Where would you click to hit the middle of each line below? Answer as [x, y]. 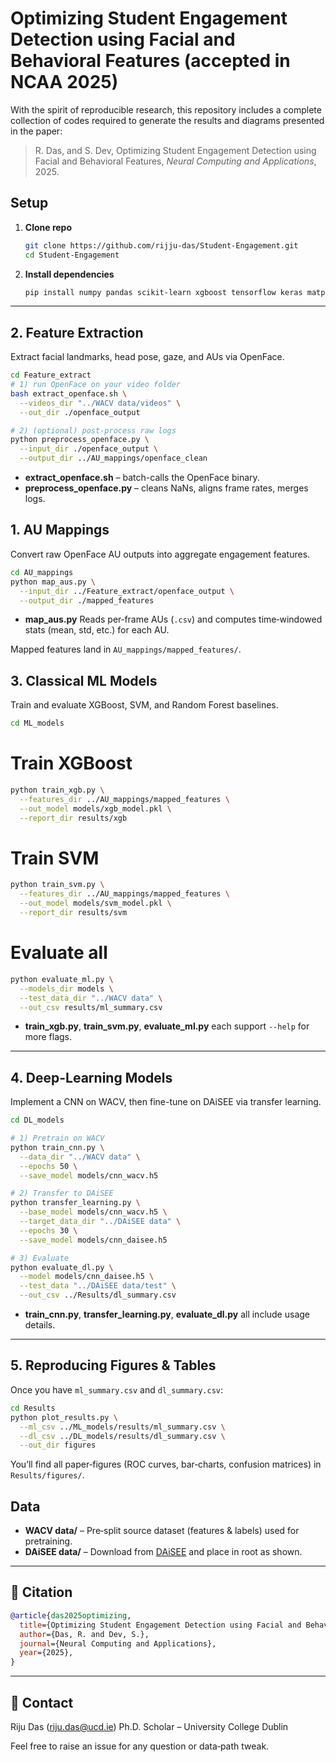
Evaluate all [59, 953]
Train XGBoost [71, 763]
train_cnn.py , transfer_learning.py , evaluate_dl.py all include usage [167, 1314]
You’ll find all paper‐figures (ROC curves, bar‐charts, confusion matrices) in [166, 1464]
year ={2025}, [46, 1653]
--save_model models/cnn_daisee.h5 [93, 1240]
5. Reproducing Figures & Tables [113, 1365]
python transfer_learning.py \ [75, 1203]
